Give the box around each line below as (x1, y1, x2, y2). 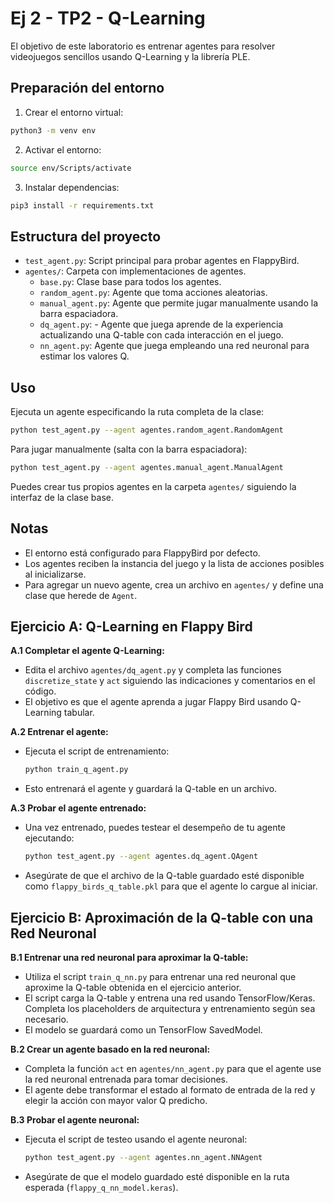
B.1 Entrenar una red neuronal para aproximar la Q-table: (10, 951, 249, 963)
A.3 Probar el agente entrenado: (10, 802, 147, 814)
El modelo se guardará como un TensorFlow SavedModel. (24, 1023, 263, 1036)
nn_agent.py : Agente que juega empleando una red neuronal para (39, 340, 310, 352)
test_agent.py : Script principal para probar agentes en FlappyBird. (24, 255, 300, 267)
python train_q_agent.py (24, 765, 129, 775)
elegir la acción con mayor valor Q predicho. (24, 1094, 208, 1106)
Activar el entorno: (24, 143, 102, 156)
